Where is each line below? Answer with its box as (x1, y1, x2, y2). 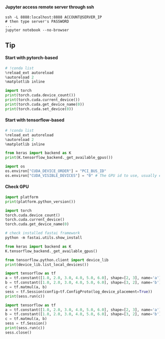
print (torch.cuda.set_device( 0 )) (5, 106, 74, 112)
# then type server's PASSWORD (5, 19, 69, 24)
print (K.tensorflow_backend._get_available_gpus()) (5, 155, 113, 160)
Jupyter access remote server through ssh (5, 4, 94, 10)
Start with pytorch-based (5, 55, 58, 61)
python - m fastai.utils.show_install (5, 235, 82, 240)
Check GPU (5, 184, 29, 190)
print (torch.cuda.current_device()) (5, 97, 80, 103)
